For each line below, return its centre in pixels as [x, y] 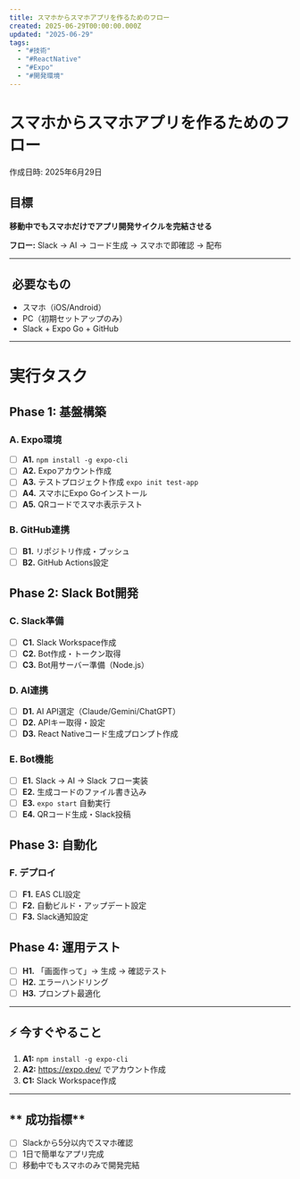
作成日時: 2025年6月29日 [56, 172]
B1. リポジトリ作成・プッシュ [76, 551]
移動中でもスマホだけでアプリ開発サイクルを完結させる [111, 226]
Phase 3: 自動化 [53, 846]
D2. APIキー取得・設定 [63, 722]
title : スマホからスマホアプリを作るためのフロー [90, 17]
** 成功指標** [47, 1119]
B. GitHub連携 [39, 530]
